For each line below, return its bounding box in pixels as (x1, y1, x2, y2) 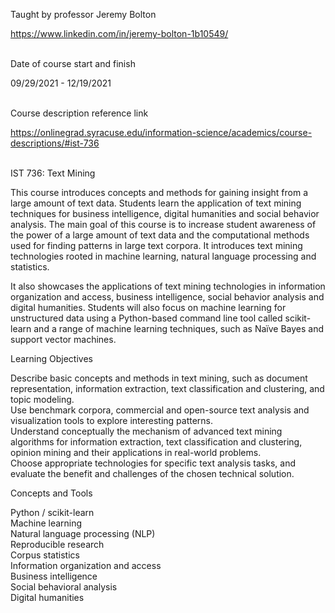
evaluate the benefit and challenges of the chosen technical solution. (10, 468, 295, 479)
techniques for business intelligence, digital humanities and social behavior (10, 208, 320, 219)
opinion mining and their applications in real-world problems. (10, 447, 262, 458)
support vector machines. (10, 334, 117, 345)
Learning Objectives (10, 353, 93, 364)
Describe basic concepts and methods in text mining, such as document (10, 372, 308, 384)
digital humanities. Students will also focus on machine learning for (10, 302, 287, 313)
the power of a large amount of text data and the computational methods (10, 229, 310, 241)
